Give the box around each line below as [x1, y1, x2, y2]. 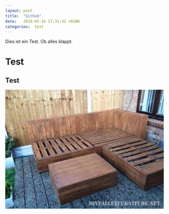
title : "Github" [5, 13, 42, 19]
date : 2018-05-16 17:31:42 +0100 [5, 19, 80, 24]
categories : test [5, 24, 44, 29]
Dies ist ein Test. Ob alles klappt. [5, 38, 73, 45]
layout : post [5, 8, 33, 13]
